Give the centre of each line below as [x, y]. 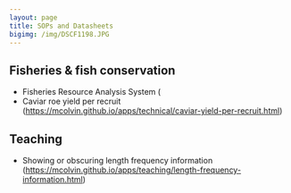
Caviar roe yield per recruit [71, 101]
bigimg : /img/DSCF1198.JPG [59, 34]
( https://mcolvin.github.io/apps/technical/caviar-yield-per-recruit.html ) [152, 111]
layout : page [33, 17]
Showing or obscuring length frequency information [117, 160]
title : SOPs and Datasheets [62, 26]
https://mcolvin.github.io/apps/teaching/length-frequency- [133, 170]
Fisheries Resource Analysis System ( [91, 92]
